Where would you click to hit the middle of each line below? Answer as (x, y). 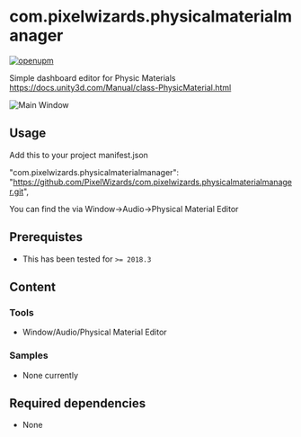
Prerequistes (46, 237)
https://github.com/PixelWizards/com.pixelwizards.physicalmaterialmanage (152, 182)
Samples (29, 355)
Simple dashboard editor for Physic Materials (93, 77)
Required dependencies (78, 403)
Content (33, 286)
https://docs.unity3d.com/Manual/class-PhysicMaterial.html (120, 87)
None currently (50, 375)
